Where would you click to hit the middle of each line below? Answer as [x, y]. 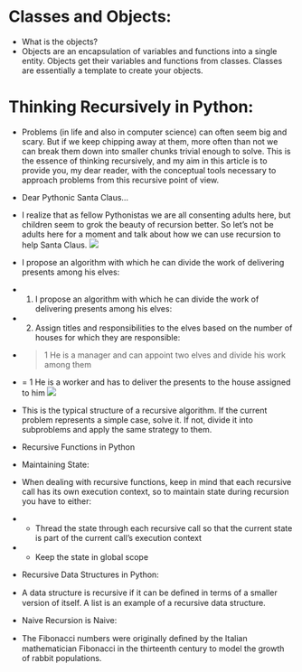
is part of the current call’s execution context [118, 537]
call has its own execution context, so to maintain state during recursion [156, 491]
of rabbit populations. [61, 658]
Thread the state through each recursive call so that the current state [164, 528]
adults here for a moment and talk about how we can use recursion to [151, 234]
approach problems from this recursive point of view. [120, 180]
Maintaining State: [55, 464]
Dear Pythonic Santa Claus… [75, 197]
